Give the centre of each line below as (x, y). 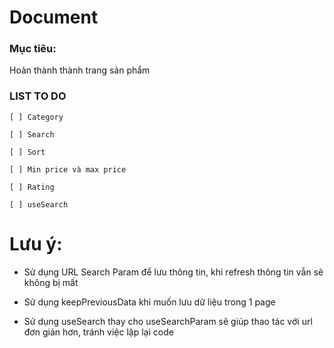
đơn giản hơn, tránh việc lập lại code (98, 332)
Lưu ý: (36, 243)
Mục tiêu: (33, 49)
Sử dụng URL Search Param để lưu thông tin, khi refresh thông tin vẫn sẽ (173, 272)
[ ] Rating (32, 187)
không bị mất (51, 282)
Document (54, 17)
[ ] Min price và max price (68, 169)
